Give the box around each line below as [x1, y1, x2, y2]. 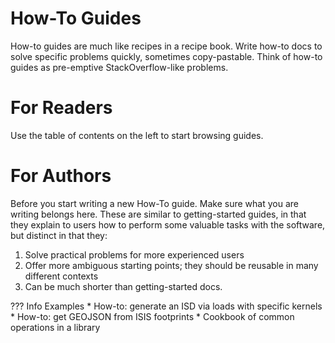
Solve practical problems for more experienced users [24, 248, 245, 261]
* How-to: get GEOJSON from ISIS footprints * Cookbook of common [10, 310, 295, 322]
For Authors [10, 165, 112, 187]
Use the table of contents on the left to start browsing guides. [10, 129, 264, 141]
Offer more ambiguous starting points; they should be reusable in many [24, 259, 319, 271]
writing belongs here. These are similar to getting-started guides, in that [10, 208, 307, 220]
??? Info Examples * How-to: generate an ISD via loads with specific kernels [10, 300, 323, 312]
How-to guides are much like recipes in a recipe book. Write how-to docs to [10, 40, 323, 52]
